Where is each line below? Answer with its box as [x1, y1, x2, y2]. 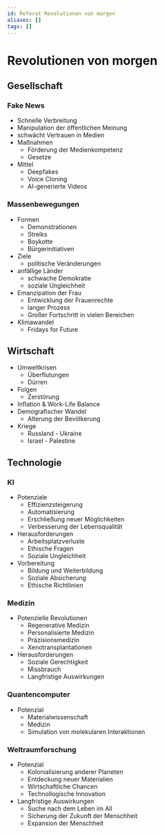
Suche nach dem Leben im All [27, 804, 112, 813]
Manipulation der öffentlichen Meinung [17, 123, 127, 132]
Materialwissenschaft [27, 713, 88, 721]
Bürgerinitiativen [27, 244, 74, 252]
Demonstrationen [27, 222, 77, 231]
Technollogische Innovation [27, 789, 106, 797]
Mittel [17, 160, 34, 169]
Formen [17, 215, 40, 224]
